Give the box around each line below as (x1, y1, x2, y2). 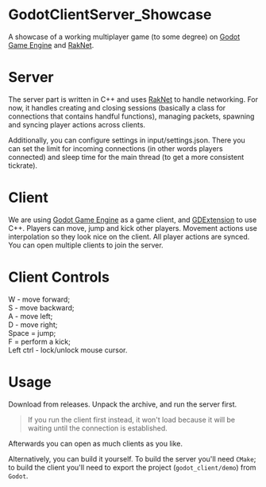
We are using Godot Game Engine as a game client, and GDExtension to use (8, 215, 257, 224)
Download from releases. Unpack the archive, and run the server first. (8, 399, 237, 409)
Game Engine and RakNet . (8, 40, 94, 49)
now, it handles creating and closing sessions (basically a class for (8, 103, 226, 112)
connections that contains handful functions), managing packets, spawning (8, 111, 255, 121)
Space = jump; (8, 328, 56, 337)
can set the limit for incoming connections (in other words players (8, 143, 224, 153)
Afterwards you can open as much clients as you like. (8, 438, 183, 448)
